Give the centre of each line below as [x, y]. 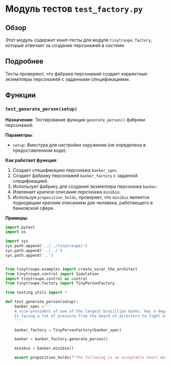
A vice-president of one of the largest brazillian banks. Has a [85, 311]
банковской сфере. [34, 208]
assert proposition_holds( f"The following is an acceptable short [86, 358]
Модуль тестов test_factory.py [74, 9]
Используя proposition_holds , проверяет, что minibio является [81, 197]
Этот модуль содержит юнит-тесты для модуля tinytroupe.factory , [79, 40]
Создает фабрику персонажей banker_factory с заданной [75, 175]
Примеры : [17, 218]
